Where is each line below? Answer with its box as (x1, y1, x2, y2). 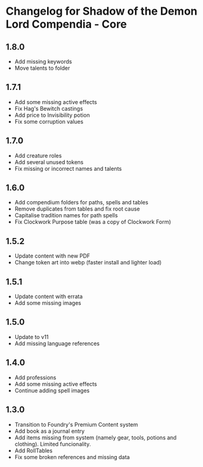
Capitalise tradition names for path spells (14, 212, 118, 219)
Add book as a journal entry (14, 427, 85, 435)
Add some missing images (14, 299, 81, 307)
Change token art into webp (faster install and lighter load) (14, 259, 162, 266)
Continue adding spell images (14, 387, 90, 394)
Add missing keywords (14, 58, 72, 65)
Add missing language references (14, 340, 100, 347)
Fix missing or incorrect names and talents (14, 165, 122, 172)
